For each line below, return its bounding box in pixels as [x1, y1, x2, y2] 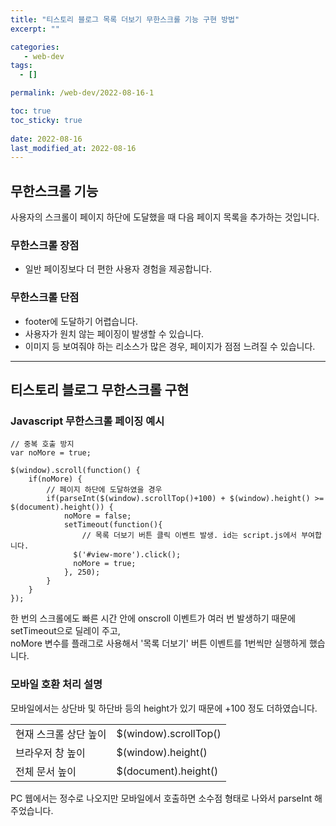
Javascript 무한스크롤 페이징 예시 [10, 414, 165, 428]
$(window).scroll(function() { [10, 466, 141, 476]
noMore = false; [63, 511, 132, 521]
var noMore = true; [10, 448, 92, 458]
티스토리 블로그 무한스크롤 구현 [10, 382, 190, 399]
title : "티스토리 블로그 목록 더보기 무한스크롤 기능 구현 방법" [10, 14, 240, 25]
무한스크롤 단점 [10, 291, 80, 305]
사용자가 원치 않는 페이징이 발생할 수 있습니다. [24, 327, 205, 340]
